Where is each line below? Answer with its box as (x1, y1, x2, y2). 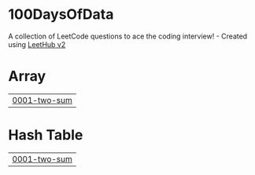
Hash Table (8, 126, 83, 144)
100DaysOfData (8, 5, 114, 24)
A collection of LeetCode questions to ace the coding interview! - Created (8, 31, 248, 41)
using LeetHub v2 (8, 39, 66, 49)
